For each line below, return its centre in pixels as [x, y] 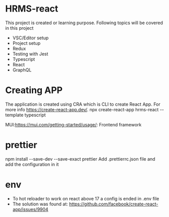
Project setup [26, 43]
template [14, 115]
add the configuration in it [32, 164]
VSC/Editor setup [31, 38]
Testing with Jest [30, 54]
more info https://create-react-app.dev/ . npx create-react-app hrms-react [82, 109]
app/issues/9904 [31, 209]
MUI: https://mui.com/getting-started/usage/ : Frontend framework [73, 124]
